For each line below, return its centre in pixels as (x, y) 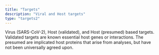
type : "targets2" (23, 18)
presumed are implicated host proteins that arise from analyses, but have (78, 42)
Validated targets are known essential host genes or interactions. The (74, 37)
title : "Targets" (23, 9)
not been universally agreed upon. (39, 48)
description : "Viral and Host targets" (45, 14)
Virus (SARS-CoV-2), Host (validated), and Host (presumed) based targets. (80, 32)
